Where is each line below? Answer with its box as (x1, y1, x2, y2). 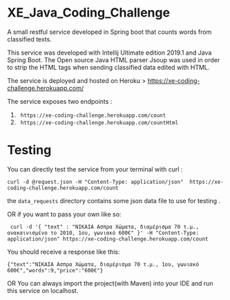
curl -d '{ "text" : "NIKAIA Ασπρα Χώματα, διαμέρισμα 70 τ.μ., (10, 223, 199, 230)
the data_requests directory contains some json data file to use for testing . (7, 196, 221, 205)
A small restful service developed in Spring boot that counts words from (7, 28, 212, 36)
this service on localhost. (7, 286, 79, 294)
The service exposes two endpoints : (7, 97, 113, 105)
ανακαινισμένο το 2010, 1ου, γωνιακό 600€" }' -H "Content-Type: (7, 229, 199, 236)
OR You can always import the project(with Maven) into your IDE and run (7, 279, 213, 288)
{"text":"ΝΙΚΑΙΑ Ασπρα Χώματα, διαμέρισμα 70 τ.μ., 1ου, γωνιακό (7, 261, 199, 268)
